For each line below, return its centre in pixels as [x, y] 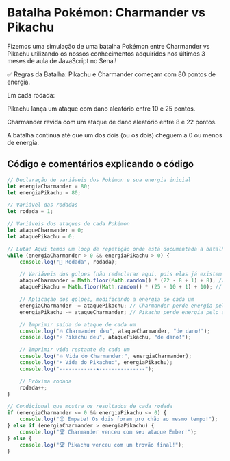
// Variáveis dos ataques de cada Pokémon [68, 224]
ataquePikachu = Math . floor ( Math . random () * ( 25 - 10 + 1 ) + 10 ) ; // [121, 287]
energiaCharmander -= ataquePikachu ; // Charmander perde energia [116, 306]
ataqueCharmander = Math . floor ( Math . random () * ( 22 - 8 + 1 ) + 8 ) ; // [122, 281]
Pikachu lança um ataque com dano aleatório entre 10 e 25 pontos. [101, 109]
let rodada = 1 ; [30, 212]
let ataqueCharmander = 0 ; [46, 230]
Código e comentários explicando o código [100, 164]
